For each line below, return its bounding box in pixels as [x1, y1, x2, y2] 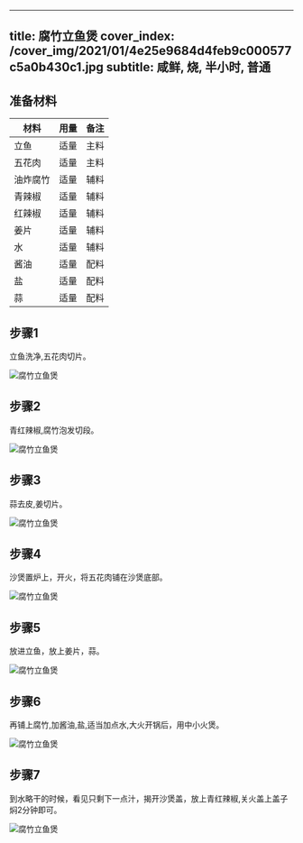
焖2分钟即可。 [9, 804, 62, 815]
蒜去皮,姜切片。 [9, 498, 68, 509]
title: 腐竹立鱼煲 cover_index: [9, 29, 176, 44]
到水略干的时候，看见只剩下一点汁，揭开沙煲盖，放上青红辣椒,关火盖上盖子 [9, 793, 289, 803]
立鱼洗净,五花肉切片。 [9, 351, 92, 362]
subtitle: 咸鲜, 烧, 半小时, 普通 [106, 60, 271, 75]
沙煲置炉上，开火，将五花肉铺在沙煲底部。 [9, 572, 168, 582]
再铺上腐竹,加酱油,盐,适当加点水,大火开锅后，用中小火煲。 [9, 719, 225, 730]
